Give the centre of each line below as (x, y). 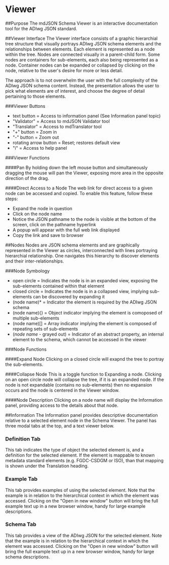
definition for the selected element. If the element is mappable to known (80, 455)
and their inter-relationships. (35, 261)
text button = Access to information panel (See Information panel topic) (87, 116)
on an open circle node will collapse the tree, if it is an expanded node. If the (84, 380)
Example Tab (21, 479)
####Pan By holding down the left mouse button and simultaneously (76, 167)
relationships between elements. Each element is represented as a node (80, 49)
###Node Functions (26, 349)
